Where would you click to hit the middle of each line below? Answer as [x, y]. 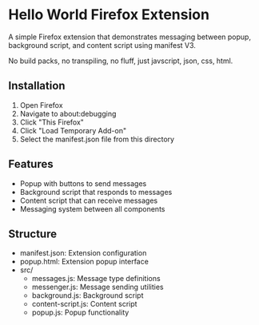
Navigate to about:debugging [68, 113]
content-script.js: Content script [84, 304]
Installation [37, 86]
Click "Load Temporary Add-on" [73, 130]
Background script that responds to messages [96, 192]
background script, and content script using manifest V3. [102, 45]
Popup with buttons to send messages [83, 183]
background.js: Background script [88, 295]
